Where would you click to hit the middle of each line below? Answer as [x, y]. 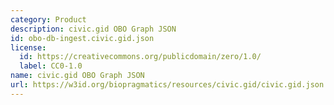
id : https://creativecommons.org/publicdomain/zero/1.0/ [140, 57]
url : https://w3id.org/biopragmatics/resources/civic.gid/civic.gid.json [167, 85]
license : [28, 47]
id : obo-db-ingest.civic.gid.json [82, 38]
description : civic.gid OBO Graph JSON [93, 29]
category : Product [48, 19]
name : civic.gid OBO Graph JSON [77, 76]
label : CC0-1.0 [51, 66]
